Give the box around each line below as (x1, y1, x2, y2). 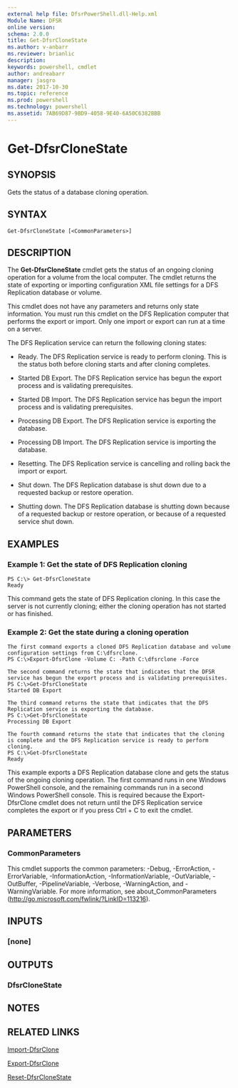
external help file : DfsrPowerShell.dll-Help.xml (7, 10, 158, 18)
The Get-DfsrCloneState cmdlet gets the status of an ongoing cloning (7, 265, 214, 274)
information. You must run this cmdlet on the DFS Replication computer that (7, 309, 229, 318)
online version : (7, 24, 56, 31)
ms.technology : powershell (7, 103, 88, 111)
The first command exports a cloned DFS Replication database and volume (7, 643, 232, 651)
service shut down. (17, 518, 75, 526)
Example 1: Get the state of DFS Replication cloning (7, 559, 187, 569)
